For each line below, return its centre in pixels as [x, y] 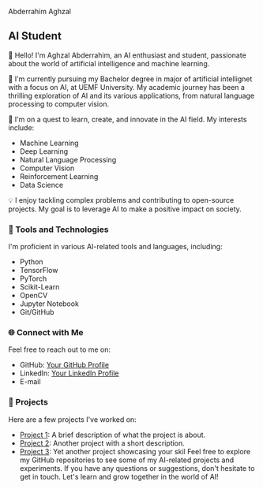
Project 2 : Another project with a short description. [102, 443]
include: [21, 127]
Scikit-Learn [39, 287]
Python [31, 262]
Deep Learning [44, 151]
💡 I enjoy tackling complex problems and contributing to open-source [121, 200]
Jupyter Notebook [49, 304]
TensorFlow [39, 271]
